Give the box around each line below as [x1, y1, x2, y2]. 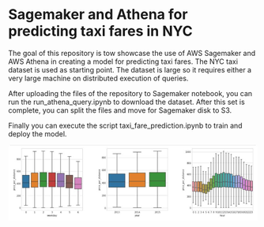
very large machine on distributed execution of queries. [8, 73, 189, 83]
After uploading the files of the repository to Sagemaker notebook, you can [8, 88, 253, 98]
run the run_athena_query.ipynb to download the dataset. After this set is [8, 97, 245, 106]
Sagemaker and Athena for [8, 6, 188, 24]
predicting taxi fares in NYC [8, 22, 193, 40]
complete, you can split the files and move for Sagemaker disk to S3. [8, 105, 232, 115]
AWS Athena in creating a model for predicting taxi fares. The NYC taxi [8, 57, 239, 66]
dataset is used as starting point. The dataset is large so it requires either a [8, 65, 251, 74]
